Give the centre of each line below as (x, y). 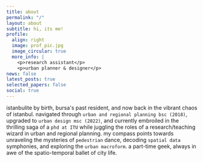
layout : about (24, 23)
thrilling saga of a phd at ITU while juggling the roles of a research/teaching (101, 127)
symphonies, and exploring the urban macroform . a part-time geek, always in (101, 146)
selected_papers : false (36, 85)
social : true (23, 91)
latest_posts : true (31, 79)
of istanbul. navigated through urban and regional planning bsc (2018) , (97, 114)
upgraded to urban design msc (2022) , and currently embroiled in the (93, 120)
